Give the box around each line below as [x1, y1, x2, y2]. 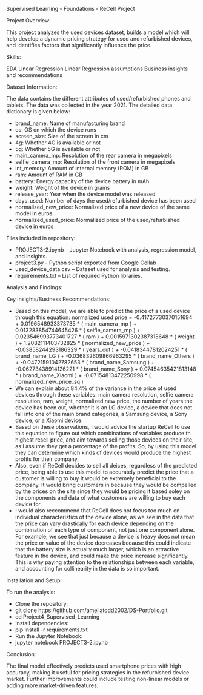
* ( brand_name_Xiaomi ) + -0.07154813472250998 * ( [15, 372, 151, 378]
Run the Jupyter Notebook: [15, 633, 83, 639]
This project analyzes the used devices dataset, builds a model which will [6, 29, 190, 36]
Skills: [6, 53, 21, 60]
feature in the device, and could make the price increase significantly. [15, 552, 189, 559]
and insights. [15, 253, 47, 260]
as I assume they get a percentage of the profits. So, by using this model [15, 443, 197, 449]
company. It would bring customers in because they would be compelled [15, 482, 197, 488]
